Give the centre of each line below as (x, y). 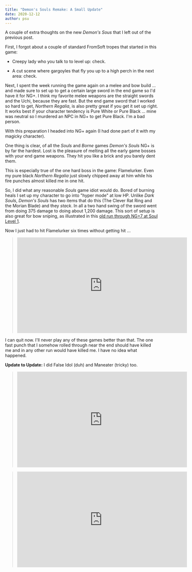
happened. (16, 356)
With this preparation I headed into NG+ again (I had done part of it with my (80, 131)
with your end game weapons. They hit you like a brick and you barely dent (80, 156)
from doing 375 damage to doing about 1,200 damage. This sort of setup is (80, 211)
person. (13, 121)
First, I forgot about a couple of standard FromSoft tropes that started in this (81, 47)
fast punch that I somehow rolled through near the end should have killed (78, 345)
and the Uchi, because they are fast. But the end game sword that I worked (80, 101)
